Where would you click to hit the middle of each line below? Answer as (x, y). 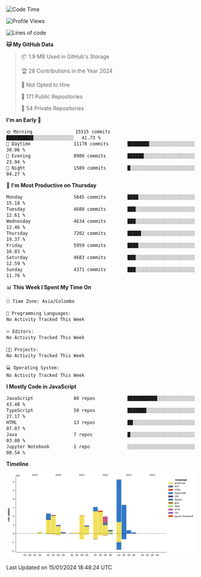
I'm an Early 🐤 (24, 120)
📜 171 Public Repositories (52, 96)
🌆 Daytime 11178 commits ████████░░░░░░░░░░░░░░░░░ (101, 144)
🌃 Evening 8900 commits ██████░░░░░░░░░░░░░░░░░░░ (101, 156)
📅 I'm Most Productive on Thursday (51, 185)
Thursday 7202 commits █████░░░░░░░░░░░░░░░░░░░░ (101, 233)
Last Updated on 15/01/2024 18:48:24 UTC (59, 567)
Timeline (17, 464)
